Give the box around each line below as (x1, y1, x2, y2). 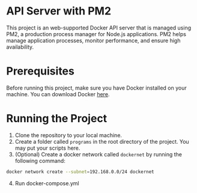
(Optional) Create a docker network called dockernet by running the (14, 150, 182, 158)
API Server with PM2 (6, 4, 112, 18)
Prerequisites (6, 64, 75, 78)
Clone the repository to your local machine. (14, 131, 122, 139)
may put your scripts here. (14, 144, 80, 152)
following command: (14, 157, 66, 164)
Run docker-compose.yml (14, 179, 79, 187)
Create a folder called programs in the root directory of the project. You (14, 138, 189, 145)
